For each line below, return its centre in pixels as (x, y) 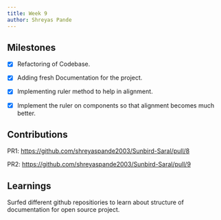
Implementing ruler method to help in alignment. (85, 91)
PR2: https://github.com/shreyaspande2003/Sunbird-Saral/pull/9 (99, 164)
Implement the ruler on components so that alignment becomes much (116, 105)
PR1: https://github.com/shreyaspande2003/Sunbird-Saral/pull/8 (98, 151)
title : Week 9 (27, 13)
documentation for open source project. (63, 210)
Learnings (29, 186)
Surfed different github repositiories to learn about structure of (95, 202)
